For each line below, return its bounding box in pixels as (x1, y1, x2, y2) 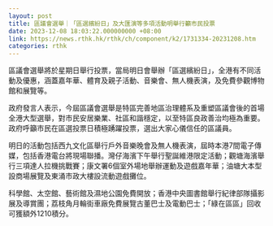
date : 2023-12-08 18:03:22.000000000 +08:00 (8, 27, 162, 35)
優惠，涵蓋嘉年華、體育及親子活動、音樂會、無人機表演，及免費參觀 (22, 76, 250, 85)
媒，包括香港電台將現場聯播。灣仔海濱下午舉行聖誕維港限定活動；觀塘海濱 (8, 151, 258, 161)
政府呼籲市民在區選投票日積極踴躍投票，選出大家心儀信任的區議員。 (8, 124, 236, 133)
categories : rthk (8, 42, 67, 50)
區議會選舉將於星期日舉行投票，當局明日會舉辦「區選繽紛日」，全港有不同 (8, 66, 254, 76)
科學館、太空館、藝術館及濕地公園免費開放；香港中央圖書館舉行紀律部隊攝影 (8, 189, 265, 198)
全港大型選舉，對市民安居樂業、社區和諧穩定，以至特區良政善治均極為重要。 (8, 113, 265, 123)
